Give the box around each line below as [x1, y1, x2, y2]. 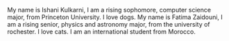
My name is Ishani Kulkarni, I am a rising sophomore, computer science [7, 6, 212, 14]
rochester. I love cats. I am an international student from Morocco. [7, 27, 196, 36]
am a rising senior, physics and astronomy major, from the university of [7, 20, 210, 28]
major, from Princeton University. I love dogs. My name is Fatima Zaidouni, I [7, 13, 223, 21]
